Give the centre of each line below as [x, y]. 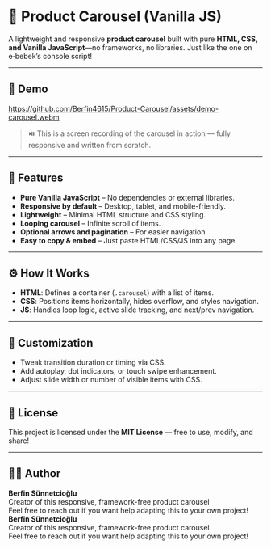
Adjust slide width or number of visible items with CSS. [111, 380]
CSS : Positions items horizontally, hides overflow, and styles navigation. [140, 302]
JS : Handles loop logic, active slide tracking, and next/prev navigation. [137, 310]
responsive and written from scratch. [90, 145]
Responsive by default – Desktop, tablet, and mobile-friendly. [123, 206]
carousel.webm [34, 117]
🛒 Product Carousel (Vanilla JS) [115, 17]
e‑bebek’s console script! [50, 56]
